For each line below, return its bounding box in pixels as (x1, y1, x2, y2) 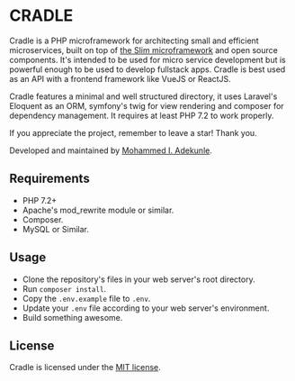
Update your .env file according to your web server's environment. (22, 303, 270, 313)
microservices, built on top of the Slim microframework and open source (9, 44, 279, 55)
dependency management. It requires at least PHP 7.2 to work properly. (9, 110, 274, 121)
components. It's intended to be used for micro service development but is (9, 54, 286, 65)
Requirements (9, 171, 90, 186)
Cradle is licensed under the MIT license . (9, 362, 162, 373)
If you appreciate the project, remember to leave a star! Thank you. (9, 127, 258, 138)
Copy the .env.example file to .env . (22, 293, 151, 304)
